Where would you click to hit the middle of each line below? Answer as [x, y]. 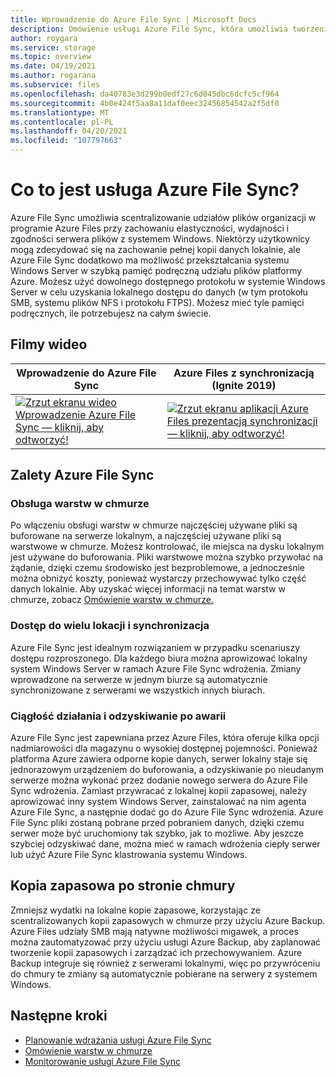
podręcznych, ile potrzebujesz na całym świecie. [111, 313]
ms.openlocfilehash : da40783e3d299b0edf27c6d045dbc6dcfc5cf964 [145, 94]
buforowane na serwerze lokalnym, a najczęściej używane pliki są [146, 536]
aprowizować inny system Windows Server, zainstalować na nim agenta [158, 802]
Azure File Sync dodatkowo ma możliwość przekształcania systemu [150, 260]
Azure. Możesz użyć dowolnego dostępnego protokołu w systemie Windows [168, 281]
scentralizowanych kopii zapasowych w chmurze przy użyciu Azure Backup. [168, 920]
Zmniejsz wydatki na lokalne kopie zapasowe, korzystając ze [135, 910]
